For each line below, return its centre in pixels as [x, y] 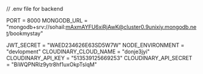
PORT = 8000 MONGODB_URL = [47, 20]
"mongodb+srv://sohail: [36, 27]
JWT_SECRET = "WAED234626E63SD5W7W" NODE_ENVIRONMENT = [95, 45]
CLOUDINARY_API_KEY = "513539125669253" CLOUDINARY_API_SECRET [99, 58]
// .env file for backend [35, 9]
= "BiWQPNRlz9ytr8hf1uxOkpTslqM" [52, 64]
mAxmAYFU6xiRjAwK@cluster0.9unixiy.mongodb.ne [131, 27]
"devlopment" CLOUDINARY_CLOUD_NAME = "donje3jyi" [78, 52]
